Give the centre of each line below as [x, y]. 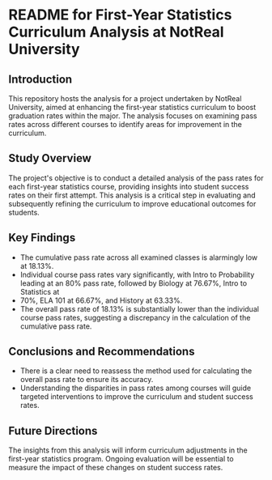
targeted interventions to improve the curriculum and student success [136, 397]
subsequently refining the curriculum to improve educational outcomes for [132, 203]
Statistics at [40, 291]
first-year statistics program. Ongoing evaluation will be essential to [121, 459]
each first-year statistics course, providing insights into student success [129, 186]
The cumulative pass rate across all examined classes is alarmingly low [139, 257]
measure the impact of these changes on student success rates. [116, 468]
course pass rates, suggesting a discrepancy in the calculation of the [135, 317]
